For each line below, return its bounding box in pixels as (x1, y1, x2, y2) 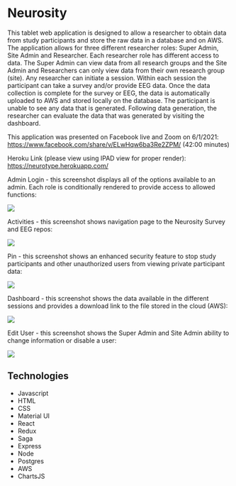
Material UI (17, 412, 50, 420)
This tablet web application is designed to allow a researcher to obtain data (7, 28, 227, 37)
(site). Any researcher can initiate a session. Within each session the (7, 73, 207, 82)
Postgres (17, 456, 45, 465)
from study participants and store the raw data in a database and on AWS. (7, 35, 224, 44)
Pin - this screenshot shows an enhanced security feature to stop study (7, 252, 216, 260)
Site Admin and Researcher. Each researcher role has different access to (7, 51, 220, 60)
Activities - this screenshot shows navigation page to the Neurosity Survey (7, 217, 225, 226)
